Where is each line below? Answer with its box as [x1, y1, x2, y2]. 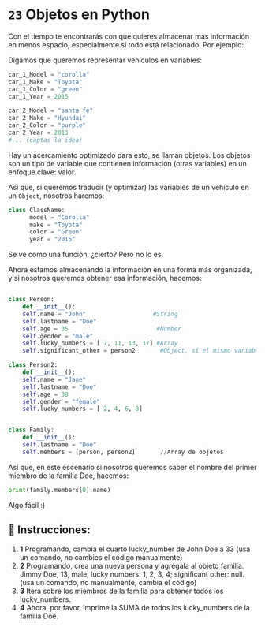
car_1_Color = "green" [8, 85, 83, 93]
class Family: [8, 426, 55, 435]
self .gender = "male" [22, 332, 93, 340]
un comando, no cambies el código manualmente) [19, 552, 183, 562]
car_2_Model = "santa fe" [8, 106, 93, 115]
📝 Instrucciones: [8, 523, 91, 537]
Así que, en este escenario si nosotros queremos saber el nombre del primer [8, 462, 257, 472]
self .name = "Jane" [22, 375, 87, 383]
